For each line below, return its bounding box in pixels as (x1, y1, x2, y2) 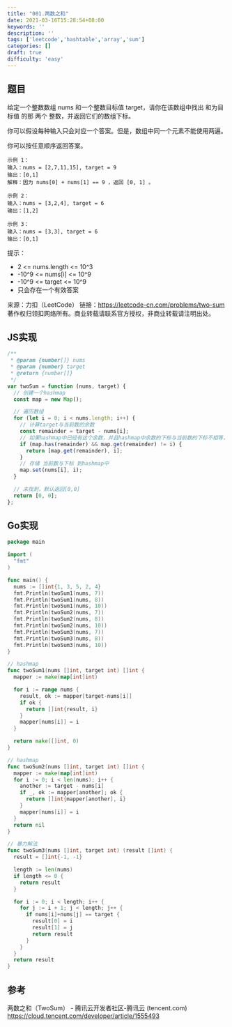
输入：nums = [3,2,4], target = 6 (7, 199, 105, 206)
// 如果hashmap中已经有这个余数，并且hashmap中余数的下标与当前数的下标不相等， (20, 434, 229, 441)
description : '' (7, 29, 54, 37)
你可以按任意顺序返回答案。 (7, 141, 87, 150)
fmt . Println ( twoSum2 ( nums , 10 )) (13, 622, 108, 630)
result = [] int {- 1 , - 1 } (13, 853, 82, 861)
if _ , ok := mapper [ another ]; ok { (20, 789, 123, 796)
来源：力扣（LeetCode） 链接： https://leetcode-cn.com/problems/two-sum (7, 301, 225, 309)
